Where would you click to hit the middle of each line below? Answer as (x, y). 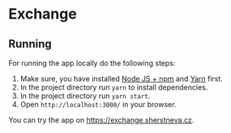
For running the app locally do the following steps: (92, 63)
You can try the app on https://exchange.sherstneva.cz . (101, 120)
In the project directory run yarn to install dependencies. (114, 87)
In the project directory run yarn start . (85, 96)
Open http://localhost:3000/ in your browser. (98, 104)
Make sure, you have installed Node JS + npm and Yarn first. (121, 79)
